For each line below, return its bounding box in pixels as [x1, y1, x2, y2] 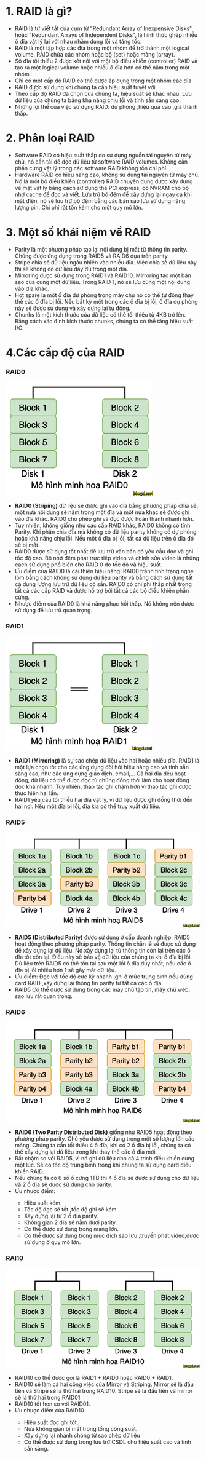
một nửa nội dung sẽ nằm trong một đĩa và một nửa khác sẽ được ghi [14, 509, 190, 516]
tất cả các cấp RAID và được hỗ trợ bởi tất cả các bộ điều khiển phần [14, 587, 189, 595]
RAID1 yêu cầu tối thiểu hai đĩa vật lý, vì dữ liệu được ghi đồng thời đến [14, 796, 193, 803]
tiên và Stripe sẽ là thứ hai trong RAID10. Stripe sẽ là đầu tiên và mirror [14, 1387, 193, 1394]
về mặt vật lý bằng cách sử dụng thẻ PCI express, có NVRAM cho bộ [14, 184, 189, 191]
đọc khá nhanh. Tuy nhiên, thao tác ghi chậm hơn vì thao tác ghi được [14, 783, 192, 790]
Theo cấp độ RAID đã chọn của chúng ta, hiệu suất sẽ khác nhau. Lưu [14, 90, 192, 97]
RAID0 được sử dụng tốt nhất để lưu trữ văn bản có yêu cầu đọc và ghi [14, 548, 194, 555]
